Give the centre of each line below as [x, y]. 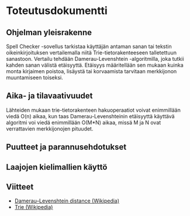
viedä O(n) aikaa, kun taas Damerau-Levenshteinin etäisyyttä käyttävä [90, 116]
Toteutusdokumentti [57, 11]
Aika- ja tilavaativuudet [49, 96]
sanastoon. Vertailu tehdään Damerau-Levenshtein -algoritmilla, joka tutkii [95, 59]
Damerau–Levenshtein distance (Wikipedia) [67, 201]
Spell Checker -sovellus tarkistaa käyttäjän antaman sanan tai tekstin [89, 46]
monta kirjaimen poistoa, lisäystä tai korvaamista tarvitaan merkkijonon [91, 71]
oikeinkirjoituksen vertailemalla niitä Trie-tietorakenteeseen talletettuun [91, 53]
